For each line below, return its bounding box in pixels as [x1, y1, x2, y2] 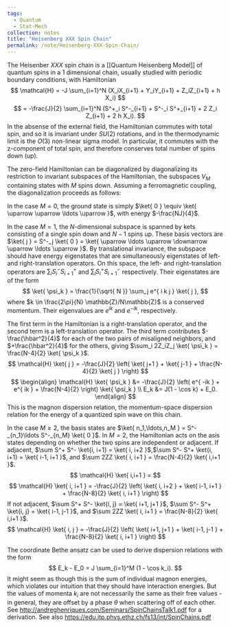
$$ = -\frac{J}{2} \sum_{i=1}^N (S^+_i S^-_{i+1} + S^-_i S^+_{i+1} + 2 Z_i [13, 105, 218, 112]
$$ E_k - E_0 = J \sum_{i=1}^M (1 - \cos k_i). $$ [48, 563, 183, 572]
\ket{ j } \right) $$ [99, 367, 149, 375]
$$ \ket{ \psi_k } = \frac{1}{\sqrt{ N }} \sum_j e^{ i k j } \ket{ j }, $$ [22, 287, 209, 296]
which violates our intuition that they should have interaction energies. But [7, 582, 217, 590]
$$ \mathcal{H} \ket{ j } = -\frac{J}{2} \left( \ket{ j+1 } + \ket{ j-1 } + [8, 359, 198, 368]
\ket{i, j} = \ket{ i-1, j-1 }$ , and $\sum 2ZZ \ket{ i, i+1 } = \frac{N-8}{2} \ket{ [7, 507, 218, 515]
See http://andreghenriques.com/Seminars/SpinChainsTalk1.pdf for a [7, 605, 202, 614]
